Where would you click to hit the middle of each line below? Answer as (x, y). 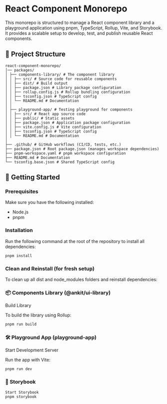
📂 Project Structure (35, 54)
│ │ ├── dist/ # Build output (37, 83)
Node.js (20, 212)
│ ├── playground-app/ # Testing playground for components (69, 109)
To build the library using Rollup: (38, 315)
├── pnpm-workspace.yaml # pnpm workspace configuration (66, 153)
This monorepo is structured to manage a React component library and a (80, 22)
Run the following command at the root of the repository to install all (75, 241)
